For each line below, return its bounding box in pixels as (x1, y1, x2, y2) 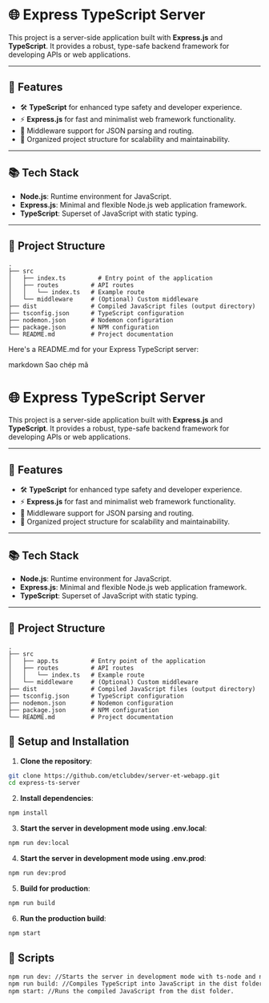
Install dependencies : (19, 794, 94, 803)
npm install (8, 809, 48, 817)
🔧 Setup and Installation (8, 735, 130, 749)
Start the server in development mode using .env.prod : (19, 854, 207, 863)
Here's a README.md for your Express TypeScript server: (8, 345, 199, 354)
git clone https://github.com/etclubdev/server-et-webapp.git (8, 771, 220, 779)
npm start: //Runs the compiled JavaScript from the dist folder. (8, 988, 235, 996)
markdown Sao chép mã (8, 360, 89, 370)
